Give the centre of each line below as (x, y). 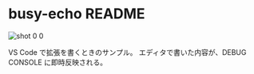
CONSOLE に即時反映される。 (58, 62)
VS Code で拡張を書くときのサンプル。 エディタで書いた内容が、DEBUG (127, 52)
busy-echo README (77, 14)
